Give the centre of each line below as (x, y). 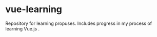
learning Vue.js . (23, 28)
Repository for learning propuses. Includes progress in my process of (79, 23)
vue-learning (34, 9)
